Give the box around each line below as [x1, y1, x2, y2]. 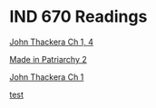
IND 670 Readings [9, 6, 148, 27]
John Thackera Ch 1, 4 [9, 36, 93, 47]
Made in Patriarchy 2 [9, 54, 88, 64]
